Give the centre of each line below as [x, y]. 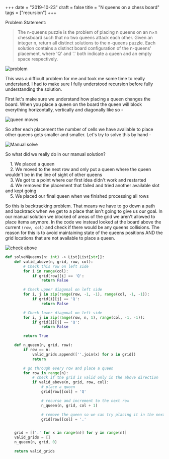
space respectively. [38, 59]
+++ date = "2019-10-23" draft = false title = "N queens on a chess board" [82, 7]
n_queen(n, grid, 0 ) [36, 442]
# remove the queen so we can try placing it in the [98, 415]
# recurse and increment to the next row [85, 400]
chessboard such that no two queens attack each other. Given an [85, 38]
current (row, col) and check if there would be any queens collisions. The [82, 227]
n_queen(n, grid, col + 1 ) [69, 406]
